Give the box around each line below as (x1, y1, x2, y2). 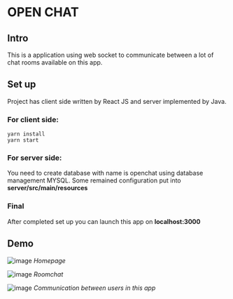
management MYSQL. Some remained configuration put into (7, 176, 182, 185)
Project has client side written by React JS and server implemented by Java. (7, 97, 227, 105)
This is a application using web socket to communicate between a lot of (7, 51, 214, 59)
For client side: (7, 114, 59, 124)
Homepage (34, 256, 66, 265)
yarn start (7, 137, 39, 144)
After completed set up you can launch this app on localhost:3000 (7, 217, 201, 225)
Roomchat (34, 270, 64, 278)
